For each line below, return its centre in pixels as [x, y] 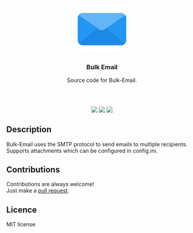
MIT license [21, 225]
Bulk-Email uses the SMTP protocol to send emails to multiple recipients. [97, 144]
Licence [22, 210]
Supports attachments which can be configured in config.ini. [82, 150]
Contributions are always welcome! [50, 184]
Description [29, 130]
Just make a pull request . [38, 191]
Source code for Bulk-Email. [102, 80]
